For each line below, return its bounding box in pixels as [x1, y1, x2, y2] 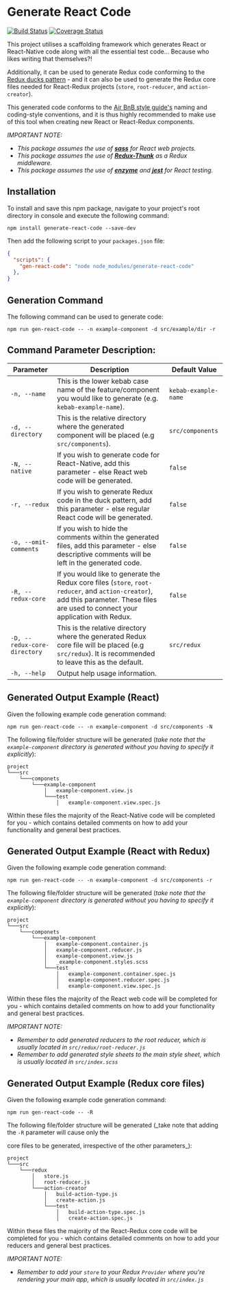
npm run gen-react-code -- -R [7, 1109, 94, 1116]
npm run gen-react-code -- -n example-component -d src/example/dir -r [7, 326, 216, 332]
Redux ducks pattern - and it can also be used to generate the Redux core [7, 75, 216, 83]
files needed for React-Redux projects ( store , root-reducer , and [7, 82, 188, 90]
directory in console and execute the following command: [7, 211, 169, 219]
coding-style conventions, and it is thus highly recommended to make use [7, 110, 216, 119]
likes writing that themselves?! [7, 54, 92, 62]
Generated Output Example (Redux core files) [7, 1078, 205, 1089]
